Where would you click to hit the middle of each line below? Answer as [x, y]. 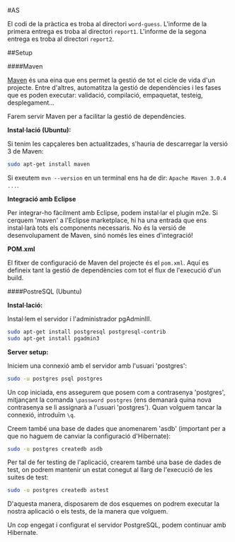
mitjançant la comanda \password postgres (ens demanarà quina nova [109, 400]
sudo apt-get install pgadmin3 [53, 338]
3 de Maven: [25, 151]
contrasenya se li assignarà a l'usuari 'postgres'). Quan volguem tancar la [114, 407]
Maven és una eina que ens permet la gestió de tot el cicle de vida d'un [111, 80]
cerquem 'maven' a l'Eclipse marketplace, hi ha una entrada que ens [107, 220]
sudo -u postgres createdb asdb [55, 449]
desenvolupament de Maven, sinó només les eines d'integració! [100, 235]
